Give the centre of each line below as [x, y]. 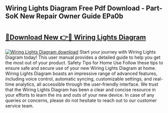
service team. [19, 106]
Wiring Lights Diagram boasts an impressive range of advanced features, [81, 73]
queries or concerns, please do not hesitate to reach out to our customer [81, 100]
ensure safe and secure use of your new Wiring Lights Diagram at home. [81, 68]
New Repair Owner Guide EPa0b [72, 16]
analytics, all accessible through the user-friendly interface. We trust [87, 84]
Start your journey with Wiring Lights [117, 52]
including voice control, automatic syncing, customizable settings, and [79, 79]
